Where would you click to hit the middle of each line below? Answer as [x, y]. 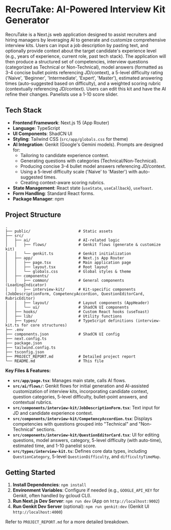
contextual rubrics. [32, 402]
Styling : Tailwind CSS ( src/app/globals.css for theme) [70, 139]
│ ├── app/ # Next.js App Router [65, 258]
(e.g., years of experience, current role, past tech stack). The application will [86, 56]
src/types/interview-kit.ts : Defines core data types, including [80, 451]
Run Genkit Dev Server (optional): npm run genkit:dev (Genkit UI [81, 506]
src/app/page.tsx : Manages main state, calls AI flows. [69, 380]
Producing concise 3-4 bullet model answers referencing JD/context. [93, 166]
